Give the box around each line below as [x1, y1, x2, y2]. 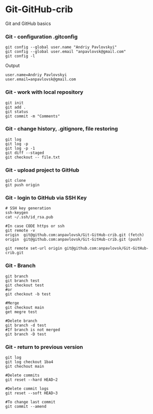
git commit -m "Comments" [5, 114, 60, 119]
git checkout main [5, 305, 44, 310]
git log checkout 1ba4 [5, 360, 53, 365]
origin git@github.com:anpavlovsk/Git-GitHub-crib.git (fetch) [5, 233, 144, 238]
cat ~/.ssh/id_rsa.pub [5, 215, 53, 220]
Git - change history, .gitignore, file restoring [5, 125, 118, 132]
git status [5, 109, 28, 114]
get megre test [5, 309, 38, 314]
